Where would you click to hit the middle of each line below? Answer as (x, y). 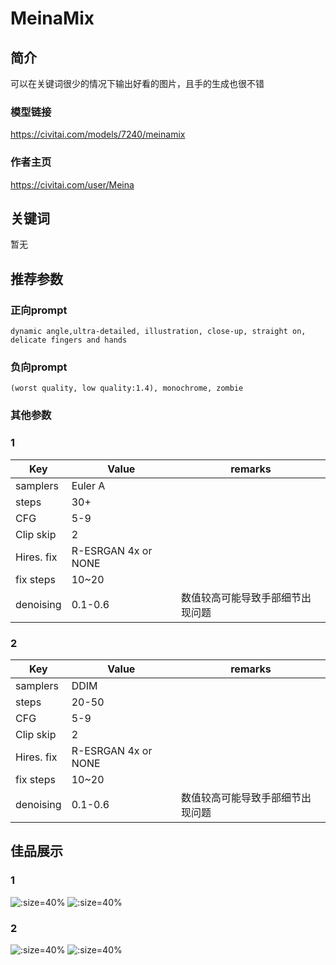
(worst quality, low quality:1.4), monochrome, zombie (127, 388)
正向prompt (39, 310)
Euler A (88, 485)
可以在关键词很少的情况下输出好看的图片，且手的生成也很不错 (137, 83)
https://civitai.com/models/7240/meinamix (98, 134)
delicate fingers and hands (69, 340)
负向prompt (39, 367)
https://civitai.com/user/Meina (72, 184)
